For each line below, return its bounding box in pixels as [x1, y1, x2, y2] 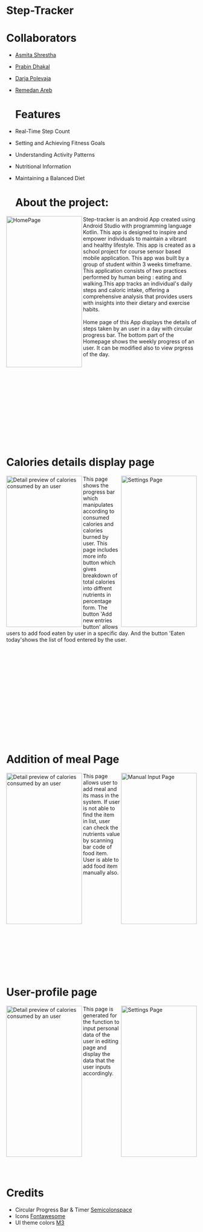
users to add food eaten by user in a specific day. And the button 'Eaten [6, 630, 185, 637]
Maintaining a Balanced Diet [14, 175, 85, 182]
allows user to [83, 778, 118, 786]
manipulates [83, 501, 114, 508]
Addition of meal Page [6, 752, 120, 766]
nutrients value [83, 830, 120, 838]
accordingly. [83, 1069, 114, 1077]
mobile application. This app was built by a [83, 255, 189, 261]
